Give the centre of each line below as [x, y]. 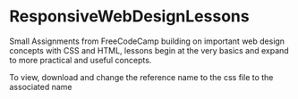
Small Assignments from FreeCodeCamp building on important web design [147, 41]
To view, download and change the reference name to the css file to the [141, 77]
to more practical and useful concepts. [81, 60]
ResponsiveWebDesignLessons [129, 16]
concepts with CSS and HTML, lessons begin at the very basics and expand [149, 50]
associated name [41, 87]
